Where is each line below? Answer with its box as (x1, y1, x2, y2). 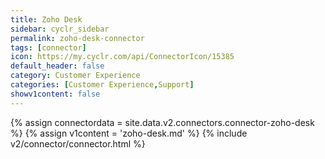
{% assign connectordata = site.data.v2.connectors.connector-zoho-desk (10, 116, 315, 128)
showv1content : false (10, 89, 101, 99)
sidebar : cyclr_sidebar (10, 24, 110, 34)
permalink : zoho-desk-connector (10, 33, 145, 43)
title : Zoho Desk (10, 14, 83, 25)
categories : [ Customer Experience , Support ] (10, 80, 195, 90)
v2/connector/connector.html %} (10, 137, 146, 150)
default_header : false (10, 61, 105, 71)
